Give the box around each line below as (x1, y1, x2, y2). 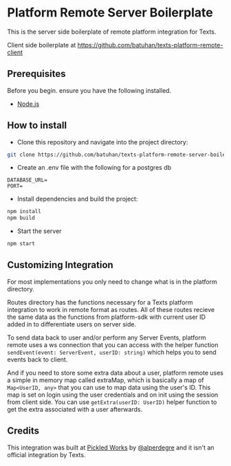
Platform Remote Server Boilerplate (7, 5, 213, 21)
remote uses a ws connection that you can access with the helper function (7, 340, 219, 348)
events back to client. (7, 355, 68, 364)
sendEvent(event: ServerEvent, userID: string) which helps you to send (7, 348, 217, 356)
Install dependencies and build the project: (16, 195, 138, 203)
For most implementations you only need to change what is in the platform (7, 277, 218, 286)
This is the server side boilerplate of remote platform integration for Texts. (7, 27, 217, 36)
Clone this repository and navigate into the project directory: (16, 137, 188, 146)
